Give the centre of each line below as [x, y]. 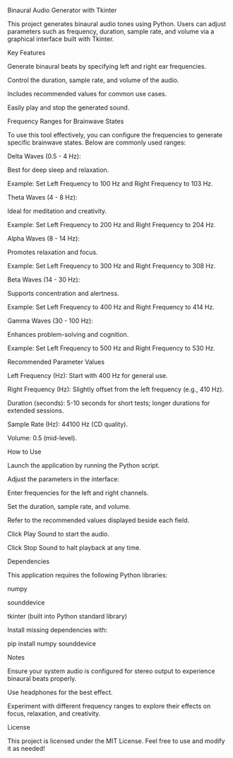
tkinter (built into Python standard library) [67, 616]
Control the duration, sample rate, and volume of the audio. [93, 80]
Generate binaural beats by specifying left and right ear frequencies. [107, 66]
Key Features [26, 53]
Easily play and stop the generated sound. [68, 108]
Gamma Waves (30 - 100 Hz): [50, 321]
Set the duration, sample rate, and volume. [69, 506]
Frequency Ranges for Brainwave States [66, 121]
